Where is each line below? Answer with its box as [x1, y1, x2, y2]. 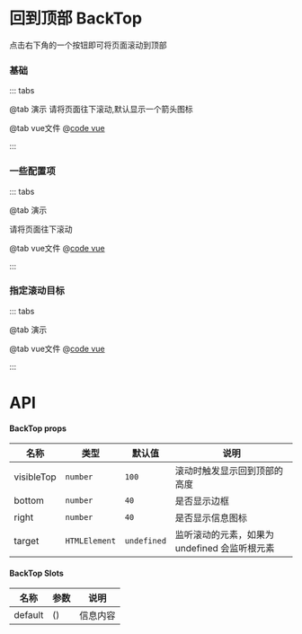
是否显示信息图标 [174, 512, 248, 524]
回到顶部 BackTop [9, 8, 142, 29]
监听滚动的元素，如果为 [174, 529, 275, 542]
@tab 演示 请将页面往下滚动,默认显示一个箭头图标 [9, 104, 193, 115]
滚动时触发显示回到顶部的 [174, 464, 284, 477]
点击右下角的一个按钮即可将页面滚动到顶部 [9, 40, 167, 50]
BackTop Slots [9, 568, 65, 578]
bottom [13, 495, 45, 507]
